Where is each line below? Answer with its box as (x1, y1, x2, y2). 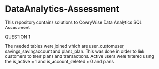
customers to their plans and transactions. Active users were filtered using (5, 53, 154, 59)
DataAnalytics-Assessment (5, 3, 119, 14)
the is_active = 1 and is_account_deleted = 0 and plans (5, 58, 114, 64)
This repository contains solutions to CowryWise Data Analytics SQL (5, 19, 142, 25)
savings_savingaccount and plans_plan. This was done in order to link (5, 48, 145, 54)
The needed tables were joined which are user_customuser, (5, 43, 125, 49)
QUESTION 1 (5, 34, 31, 40)
